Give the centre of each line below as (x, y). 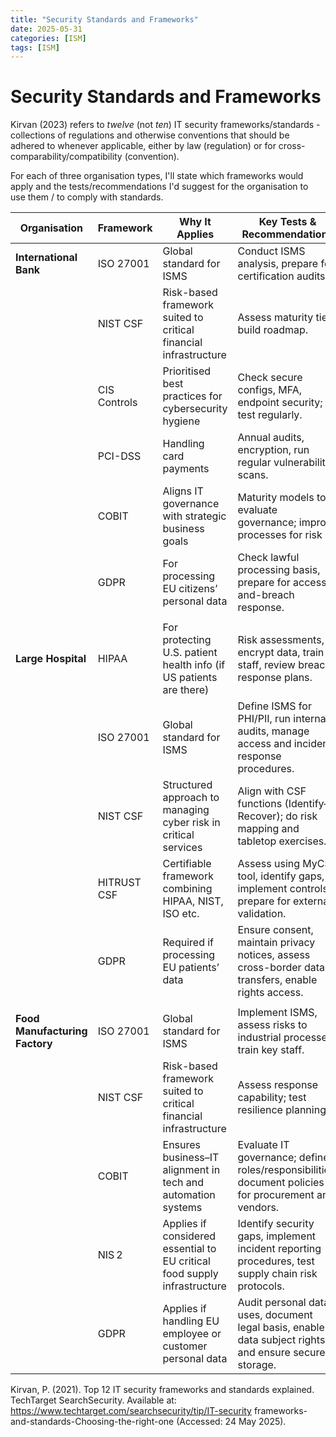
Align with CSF (272, 791)
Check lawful (268, 558)
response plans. (275, 678)
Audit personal (272, 1303)
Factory (34, 1044)
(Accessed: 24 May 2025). (231, 1422)
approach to (191, 798)
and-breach (266, 595)
